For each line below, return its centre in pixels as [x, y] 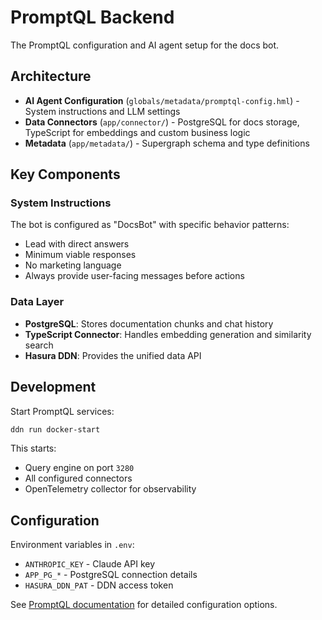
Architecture [51, 76]
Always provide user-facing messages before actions [134, 276]
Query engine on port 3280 [79, 468]
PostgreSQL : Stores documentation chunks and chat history [149, 323]
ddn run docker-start [55, 429]
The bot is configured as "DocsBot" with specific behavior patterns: [150, 225]
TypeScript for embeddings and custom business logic [137, 132]
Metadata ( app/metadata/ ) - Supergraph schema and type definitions [167, 143]
